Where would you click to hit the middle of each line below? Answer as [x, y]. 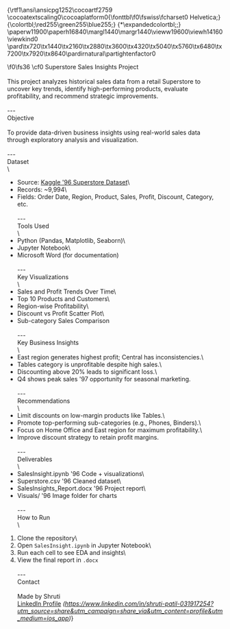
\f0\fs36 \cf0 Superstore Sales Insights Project [73, 67]
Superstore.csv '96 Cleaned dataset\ [69, 481]
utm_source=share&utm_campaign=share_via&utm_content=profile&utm [120, 611]
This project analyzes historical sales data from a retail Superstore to [104, 81]
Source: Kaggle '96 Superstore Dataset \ [73, 182]
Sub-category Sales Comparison [63, 321]
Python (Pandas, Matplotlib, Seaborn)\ [71, 240]
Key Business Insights [48, 343]
